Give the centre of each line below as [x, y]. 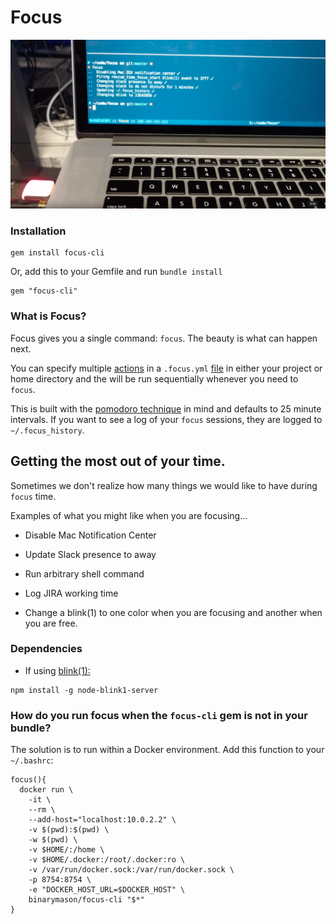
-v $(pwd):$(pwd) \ [69, 830]
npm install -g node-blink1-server [84, 690]
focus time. [33, 496]
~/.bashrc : [32, 760]
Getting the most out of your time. [118, 461]
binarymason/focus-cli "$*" [86, 900]
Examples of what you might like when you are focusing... [129, 515]
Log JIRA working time [71, 593]
